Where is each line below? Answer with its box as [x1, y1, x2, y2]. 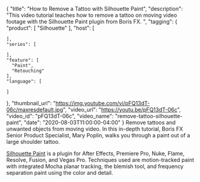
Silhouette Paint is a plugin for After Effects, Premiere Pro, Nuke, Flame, [6, 150, 185, 157]
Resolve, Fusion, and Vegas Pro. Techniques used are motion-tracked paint [6, 157, 195, 163]
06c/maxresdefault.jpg [6, 106, 64, 113]
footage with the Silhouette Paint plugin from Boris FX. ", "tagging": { [6, 18, 178, 25]
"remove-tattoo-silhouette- [115, 112, 183, 120]
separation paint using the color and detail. [6, 169, 113, 176]
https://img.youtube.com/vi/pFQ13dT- [55, 100, 150, 106]
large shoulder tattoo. [6, 138, 61, 145]
